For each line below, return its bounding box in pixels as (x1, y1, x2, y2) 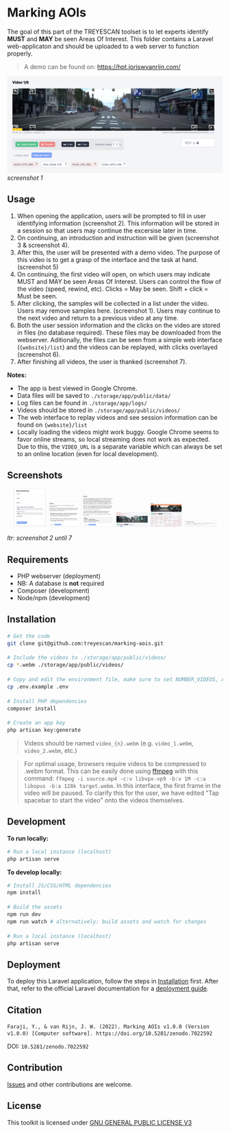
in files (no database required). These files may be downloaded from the (16, 328, 221, 337)
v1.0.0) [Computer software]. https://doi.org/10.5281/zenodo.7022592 (7, 1030, 213, 1037)
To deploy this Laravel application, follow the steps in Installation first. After (7, 977, 219, 986)
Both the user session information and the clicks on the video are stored (16, 321, 220, 329)
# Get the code (7, 632, 51, 639)
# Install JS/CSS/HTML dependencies (7, 882, 112, 889)
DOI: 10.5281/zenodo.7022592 (7, 1042, 89, 1051)
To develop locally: (7, 868, 62, 876)
